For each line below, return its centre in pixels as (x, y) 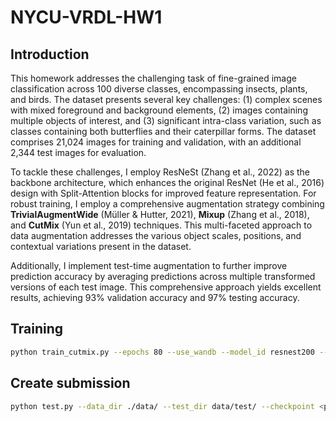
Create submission (70, 383)
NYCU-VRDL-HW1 (86, 17)
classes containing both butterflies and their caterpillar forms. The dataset (163, 131)
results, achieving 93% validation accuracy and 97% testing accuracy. (155, 297)
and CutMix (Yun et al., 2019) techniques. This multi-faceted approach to (161, 225)
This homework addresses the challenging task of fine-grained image (153, 78)
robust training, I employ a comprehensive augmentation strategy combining (167, 204)
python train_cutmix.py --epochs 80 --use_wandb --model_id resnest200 (162, 352)
